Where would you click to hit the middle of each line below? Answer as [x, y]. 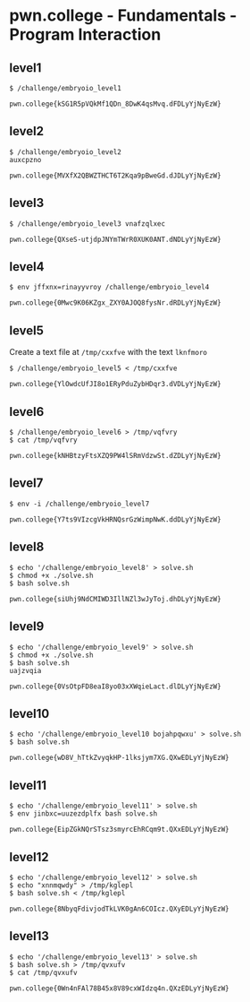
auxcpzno [25, 160]
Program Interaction [85, 35]
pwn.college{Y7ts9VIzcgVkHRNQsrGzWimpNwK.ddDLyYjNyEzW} [115, 519]
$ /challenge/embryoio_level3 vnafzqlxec [87, 224]
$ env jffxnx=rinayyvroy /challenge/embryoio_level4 [109, 288]
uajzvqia [25, 670]
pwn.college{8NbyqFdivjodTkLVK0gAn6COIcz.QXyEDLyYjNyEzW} [119, 909]
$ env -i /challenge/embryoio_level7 [79, 504]
